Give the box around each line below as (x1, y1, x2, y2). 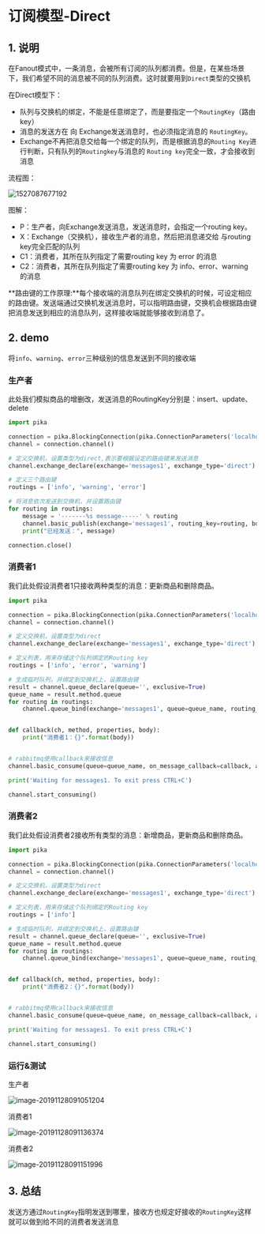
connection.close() (8, 541, 73, 549)
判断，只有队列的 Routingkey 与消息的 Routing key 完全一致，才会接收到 (26, 147, 256, 156)
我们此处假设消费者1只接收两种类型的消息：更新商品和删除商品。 (8, 581, 218, 590)
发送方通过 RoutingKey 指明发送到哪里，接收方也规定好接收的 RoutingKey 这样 (8, 1206, 252, 1217)
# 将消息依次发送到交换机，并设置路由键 (8, 498, 121, 506)
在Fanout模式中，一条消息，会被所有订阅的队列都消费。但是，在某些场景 (8, 64, 245, 73)
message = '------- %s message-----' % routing (22, 512, 178, 520)
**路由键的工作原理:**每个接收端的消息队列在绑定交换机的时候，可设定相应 (8, 288, 252, 297)
